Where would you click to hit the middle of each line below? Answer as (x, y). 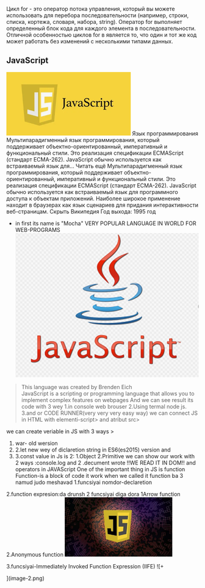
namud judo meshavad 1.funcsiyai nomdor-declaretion (84, 482)
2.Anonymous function (35, 554)
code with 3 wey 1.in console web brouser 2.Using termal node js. (104, 406)
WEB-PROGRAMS (38, 229)
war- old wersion (36, 443)
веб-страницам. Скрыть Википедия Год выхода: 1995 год (81, 211)
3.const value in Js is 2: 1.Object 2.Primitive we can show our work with (105, 456)
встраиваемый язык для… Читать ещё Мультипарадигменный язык (95, 166)
